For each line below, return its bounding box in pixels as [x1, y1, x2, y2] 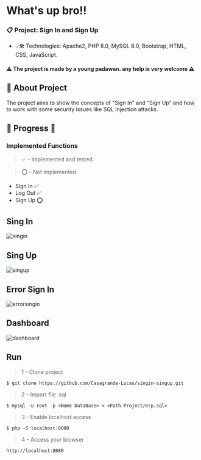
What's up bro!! [6, 4, 87, 18]
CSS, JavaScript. [15, 51, 58, 59]
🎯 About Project [6, 83, 68, 93]
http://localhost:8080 [6, 447, 64, 454]
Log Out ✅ [15, 189, 41, 196]
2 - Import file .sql [21, 390, 67, 398]
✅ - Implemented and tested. [21, 155, 94, 162]
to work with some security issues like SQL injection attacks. [6, 105, 158, 113]
